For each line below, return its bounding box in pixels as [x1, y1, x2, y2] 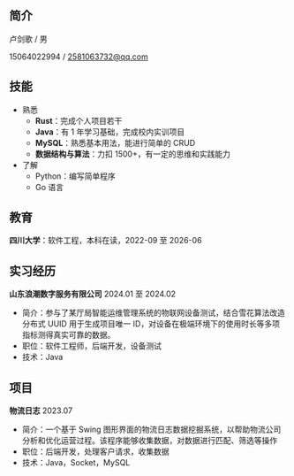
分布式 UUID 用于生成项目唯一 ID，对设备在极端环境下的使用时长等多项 [21, 319, 281, 329]
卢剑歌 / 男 [9, 34, 48, 44]
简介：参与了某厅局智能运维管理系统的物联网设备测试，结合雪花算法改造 [21, 308, 285, 319]
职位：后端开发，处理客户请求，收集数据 [21, 446, 170, 457]
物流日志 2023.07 [9, 405, 73, 416]
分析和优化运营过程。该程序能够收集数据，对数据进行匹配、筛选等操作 [21, 435, 278, 446]
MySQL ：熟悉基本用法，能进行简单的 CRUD [34, 137, 196, 148]
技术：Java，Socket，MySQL [21, 457, 131, 468]
